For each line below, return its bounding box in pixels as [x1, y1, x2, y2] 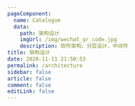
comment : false [7, 82, 52, 89]
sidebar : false [7, 68, 52, 75]
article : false [7, 75, 52, 82]
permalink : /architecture [7, 62, 83, 69]
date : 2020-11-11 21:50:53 [7, 56, 86, 63]
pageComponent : [7, 10, 52, 17]
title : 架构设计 [7, 50, 50, 56]
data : [13, 23, 30, 30]
